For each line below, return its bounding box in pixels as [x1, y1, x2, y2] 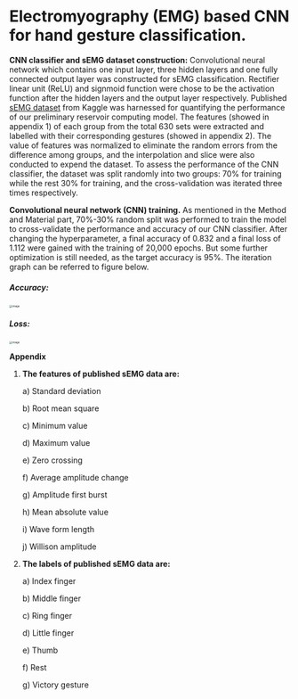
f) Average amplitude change [21, 473, 129, 483]
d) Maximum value [21, 438, 91, 448]
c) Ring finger [21, 611, 73, 621]
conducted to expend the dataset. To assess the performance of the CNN [9, 159, 279, 169]
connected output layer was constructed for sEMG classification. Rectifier [9, 73, 280, 84]
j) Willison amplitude [21, 541, 97, 552]
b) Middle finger [21, 593, 82, 604]
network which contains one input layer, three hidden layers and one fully [9, 64, 278, 75]
